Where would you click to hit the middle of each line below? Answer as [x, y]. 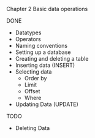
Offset [32, 91]
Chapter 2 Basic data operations [47, 9]
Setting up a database [43, 52]
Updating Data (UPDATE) [47, 104]
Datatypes [28, 33]
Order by [36, 78]
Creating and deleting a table [52, 59]
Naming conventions [41, 46]
